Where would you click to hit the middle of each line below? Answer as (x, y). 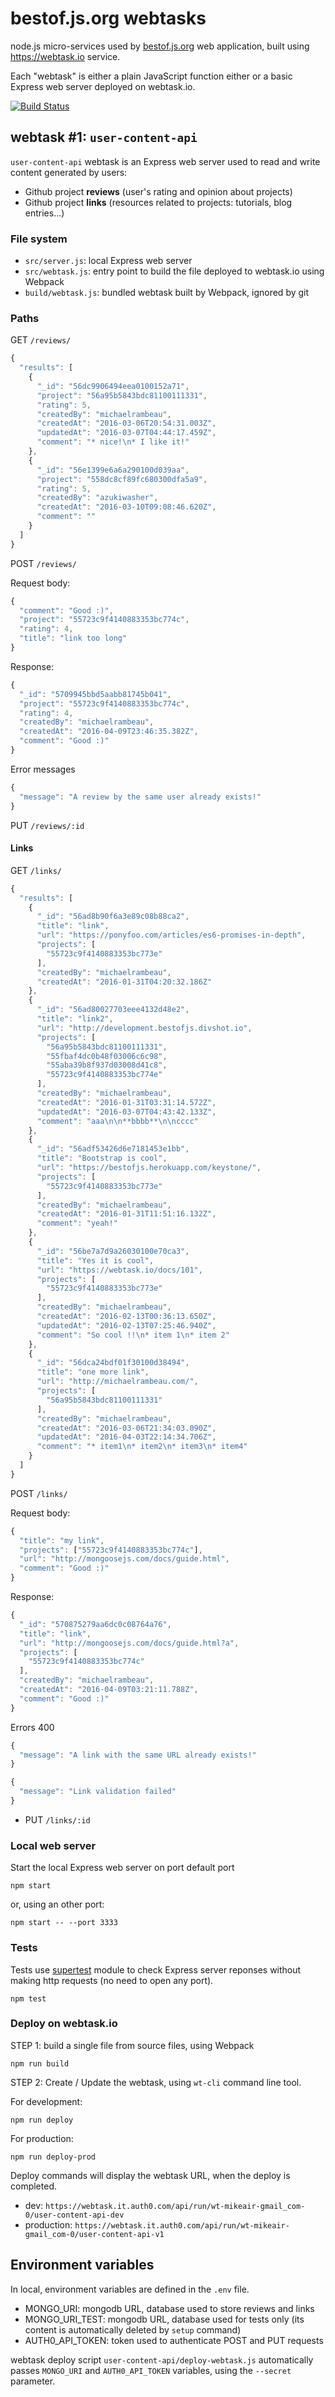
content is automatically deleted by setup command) (133, 2329)
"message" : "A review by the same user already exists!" (140, 797)
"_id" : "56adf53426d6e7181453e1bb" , (113, 1149)
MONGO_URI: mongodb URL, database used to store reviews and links (169, 2308)
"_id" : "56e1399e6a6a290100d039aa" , (113, 470)
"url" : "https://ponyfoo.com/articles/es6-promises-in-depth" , (171, 935)
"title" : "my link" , (62, 1540)
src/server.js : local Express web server (108, 261)
